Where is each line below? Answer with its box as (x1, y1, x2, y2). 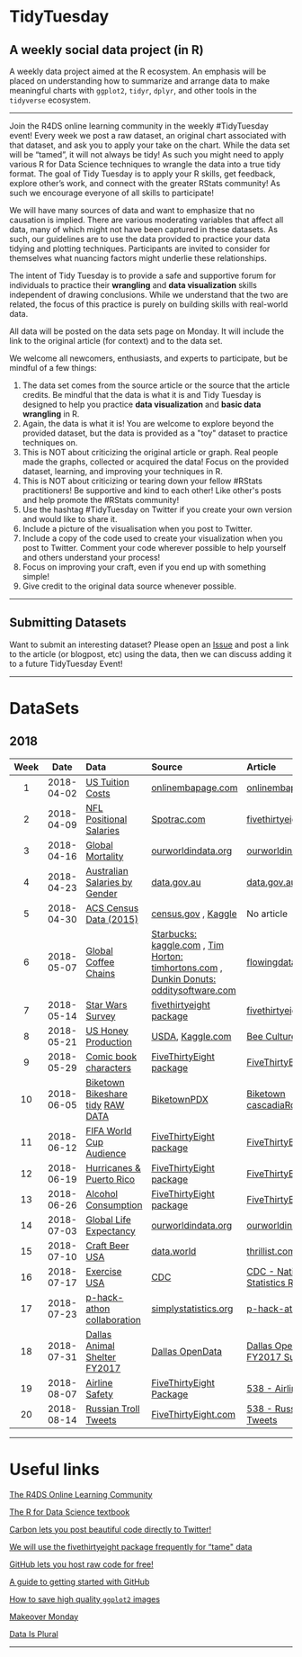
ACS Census (85, 902, 139, 914)
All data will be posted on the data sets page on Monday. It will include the (9, 326, 285, 337)
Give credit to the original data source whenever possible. (22, 581, 236, 591)
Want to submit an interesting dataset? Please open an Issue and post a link (9, 639, 289, 650)
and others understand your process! (22, 552, 161, 563)
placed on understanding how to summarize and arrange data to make (9, 76, 271, 86)
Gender (85, 887, 118, 899)
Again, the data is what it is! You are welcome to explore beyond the (22, 419, 274, 428)
